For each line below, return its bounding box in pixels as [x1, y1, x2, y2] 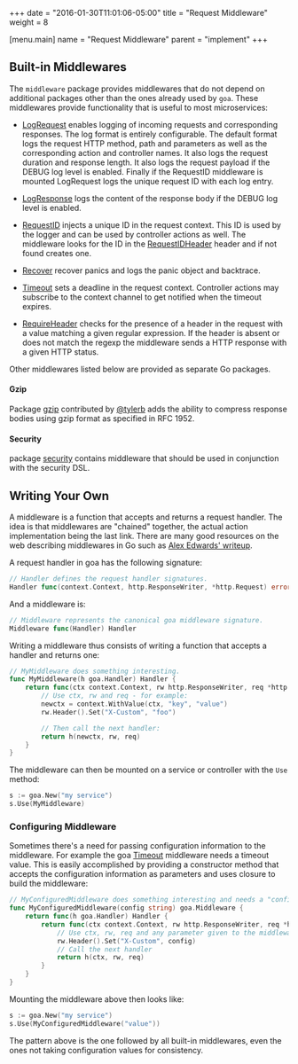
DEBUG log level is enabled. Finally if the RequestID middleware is [21, 166, 263, 176]
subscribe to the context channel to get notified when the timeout [21, 292, 262, 302]
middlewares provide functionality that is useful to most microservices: [9, 102, 269, 113]
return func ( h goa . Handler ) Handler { [25, 912, 169, 921]
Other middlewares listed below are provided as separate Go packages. [9, 364, 271, 374]
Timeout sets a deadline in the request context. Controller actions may [21, 282, 279, 293]
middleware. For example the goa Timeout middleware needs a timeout [9, 850, 269, 861]
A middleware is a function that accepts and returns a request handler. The [9, 512, 283, 522]
